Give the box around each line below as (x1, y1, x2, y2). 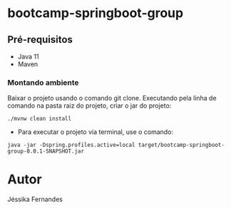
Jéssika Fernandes (7, 195, 63, 204)
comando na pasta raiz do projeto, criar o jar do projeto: (7, 101, 172, 110)
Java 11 (17, 52, 39, 61)
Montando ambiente (7, 77, 80, 87)
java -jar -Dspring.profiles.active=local (7, 141, 135, 149)
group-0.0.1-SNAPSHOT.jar (7, 148, 84, 155)
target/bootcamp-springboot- (138, 141, 225, 149)
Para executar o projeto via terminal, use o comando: (17, 128, 173, 136)
